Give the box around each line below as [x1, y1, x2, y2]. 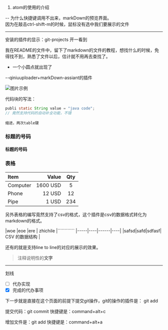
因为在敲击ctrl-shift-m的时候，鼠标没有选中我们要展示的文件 [5, 21, 129, 27]
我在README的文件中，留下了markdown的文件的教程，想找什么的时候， [5, 47, 155, 53]
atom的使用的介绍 [12, 4, 49, 10]
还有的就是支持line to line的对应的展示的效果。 [5, 244, 101, 250]
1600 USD [35, 181, 61, 188]
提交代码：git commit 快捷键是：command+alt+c [5, 308, 106, 314]
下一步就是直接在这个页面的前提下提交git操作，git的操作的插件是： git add [5, 297, 158, 303]
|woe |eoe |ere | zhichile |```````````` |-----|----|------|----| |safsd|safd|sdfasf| [5, 227, 161, 233]
